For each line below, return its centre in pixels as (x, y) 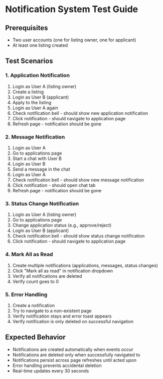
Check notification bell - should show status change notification (78, 236)
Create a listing (28, 92)
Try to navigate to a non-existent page (52, 311)
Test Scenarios (29, 61)
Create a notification (34, 305)
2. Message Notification (35, 137)
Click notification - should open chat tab (54, 185)
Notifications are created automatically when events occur (73, 349)
